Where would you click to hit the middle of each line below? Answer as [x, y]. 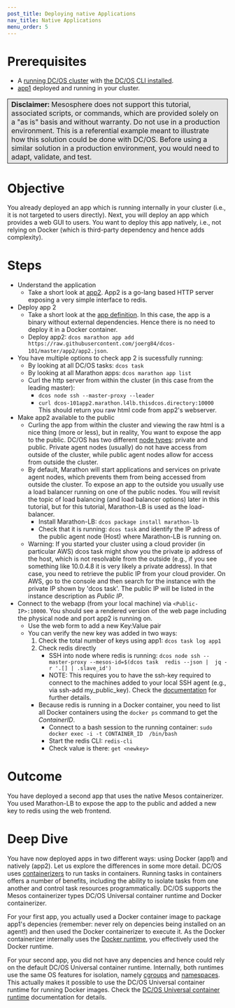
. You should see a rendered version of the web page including [136, 611]
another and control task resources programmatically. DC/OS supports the [114, 888]
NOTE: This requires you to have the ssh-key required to [130, 675]
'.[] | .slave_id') [83, 668]
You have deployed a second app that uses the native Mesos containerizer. [115, 796]
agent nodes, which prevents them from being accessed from [117, 477]
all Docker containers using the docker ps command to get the [128, 713]
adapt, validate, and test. [52, 157]
